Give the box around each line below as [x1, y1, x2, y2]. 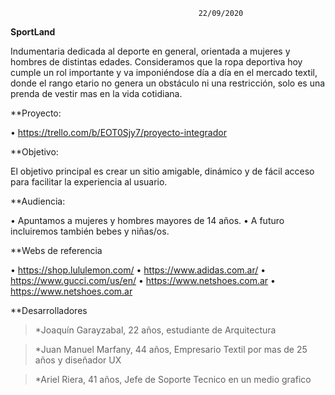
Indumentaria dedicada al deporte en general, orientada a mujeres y [10, 45, 291, 57]
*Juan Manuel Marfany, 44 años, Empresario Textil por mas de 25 [34, 344, 308, 355]
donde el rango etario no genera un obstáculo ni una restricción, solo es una [10, 77, 326, 89]
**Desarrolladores [10, 305, 88, 316]
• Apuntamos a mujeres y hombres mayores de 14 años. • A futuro [10, 215, 285, 226]
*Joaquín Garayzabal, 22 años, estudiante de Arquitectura [34, 324, 277, 336]
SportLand [10, 26, 56, 38]
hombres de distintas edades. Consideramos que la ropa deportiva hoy [10, 56, 303, 68]
